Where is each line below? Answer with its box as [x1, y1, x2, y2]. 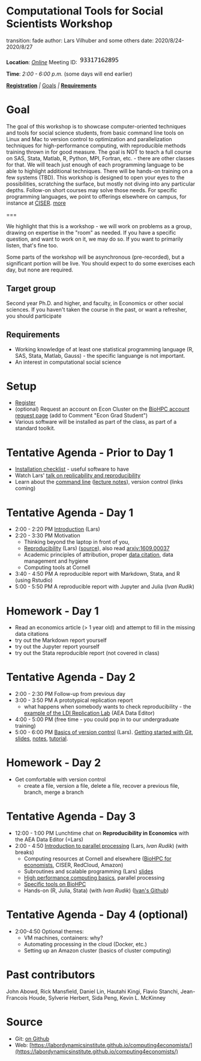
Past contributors [6, 968, 95, 982]
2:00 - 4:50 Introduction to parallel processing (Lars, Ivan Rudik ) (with [14, 842, 188, 850]
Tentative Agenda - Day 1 [6, 506, 134, 519]
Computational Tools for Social [6, 4, 163, 18]
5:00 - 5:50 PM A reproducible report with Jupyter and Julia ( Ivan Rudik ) [14, 583, 195, 590]
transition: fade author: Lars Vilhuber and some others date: [6, 37, 154, 44]
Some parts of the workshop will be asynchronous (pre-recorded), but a [6, 253, 185, 261]
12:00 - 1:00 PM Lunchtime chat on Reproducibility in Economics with [14, 830, 190, 837]
